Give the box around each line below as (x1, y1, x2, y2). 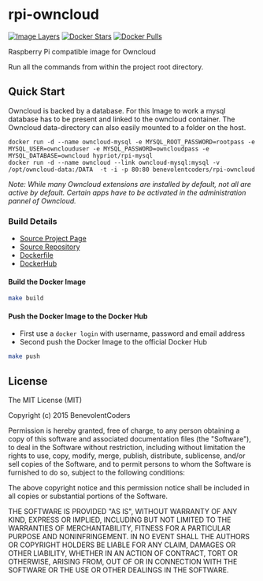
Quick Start (8, 85, 65, 99)
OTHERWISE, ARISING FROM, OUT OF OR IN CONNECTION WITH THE (8, 557, 238, 567)
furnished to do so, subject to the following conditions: (8, 467, 185, 478)
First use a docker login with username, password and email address (19, 329, 246, 338)
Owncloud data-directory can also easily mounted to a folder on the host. (8, 122, 246, 132)
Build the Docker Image (8, 277, 87, 286)
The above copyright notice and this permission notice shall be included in (8, 483, 250, 493)
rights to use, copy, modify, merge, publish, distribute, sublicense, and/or (8, 451, 246, 460)
